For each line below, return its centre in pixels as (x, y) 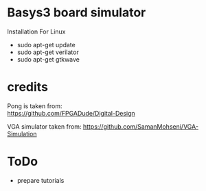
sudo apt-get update (46, 44)
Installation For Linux (36, 31)
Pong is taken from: (35, 106)
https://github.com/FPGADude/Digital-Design (71, 113)
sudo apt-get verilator (48, 52)
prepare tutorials (41, 180)
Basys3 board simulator (77, 13)
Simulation (22, 133)
